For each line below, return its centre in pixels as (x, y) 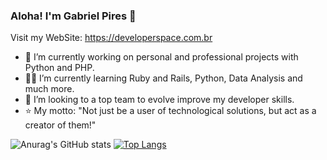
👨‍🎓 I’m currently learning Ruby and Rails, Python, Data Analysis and (163, 78)
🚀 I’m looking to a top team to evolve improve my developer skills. (159, 100)
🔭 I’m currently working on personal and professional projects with (161, 57)
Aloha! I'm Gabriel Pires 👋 (73, 16)
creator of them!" (60, 125)
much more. (49, 89)
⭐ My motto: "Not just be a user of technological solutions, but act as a (170, 111)
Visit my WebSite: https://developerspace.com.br (111, 38)
